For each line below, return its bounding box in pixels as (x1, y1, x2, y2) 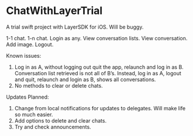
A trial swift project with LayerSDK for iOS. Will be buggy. (6, 23, 144, 30)
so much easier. (14, 111, 53, 118)
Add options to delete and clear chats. (14, 117, 107, 124)
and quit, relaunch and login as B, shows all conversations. (14, 76, 156, 83)
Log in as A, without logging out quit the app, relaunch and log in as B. (14, 63, 184, 71)
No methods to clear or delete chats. (14, 82, 104, 89)
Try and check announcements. (14, 123, 92, 130)
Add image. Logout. (6, 41, 54, 48)
